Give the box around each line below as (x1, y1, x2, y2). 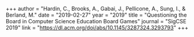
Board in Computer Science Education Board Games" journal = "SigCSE (6, 18, 187, 24)
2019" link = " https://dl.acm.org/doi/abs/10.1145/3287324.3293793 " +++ (6, 24, 189, 31)
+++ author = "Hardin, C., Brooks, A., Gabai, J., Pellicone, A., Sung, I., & (6, 5, 186, 12)
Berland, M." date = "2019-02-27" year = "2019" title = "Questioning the (6, 11, 187, 18)
